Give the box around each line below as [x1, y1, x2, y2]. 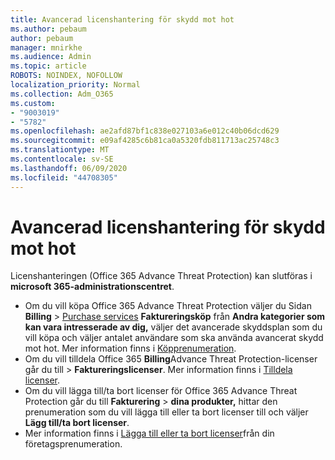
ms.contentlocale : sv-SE [10, 154, 114, 164]
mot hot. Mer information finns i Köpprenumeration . [24, 342, 237, 355]
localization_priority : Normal [10, 80, 141, 90]
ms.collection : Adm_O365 [10, 89, 114, 99]
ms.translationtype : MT [10, 145, 110, 155]
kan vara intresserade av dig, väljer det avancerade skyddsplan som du [24, 321, 323, 333]
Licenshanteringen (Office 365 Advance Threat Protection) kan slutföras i [10, 270, 313, 282]
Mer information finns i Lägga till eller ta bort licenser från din [24, 427, 275, 440]
